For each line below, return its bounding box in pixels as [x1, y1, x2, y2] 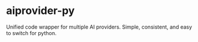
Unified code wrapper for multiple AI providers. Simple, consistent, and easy [6, 23, 192, 30]
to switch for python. [6, 29, 57, 36]
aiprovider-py [6, 4, 75, 17]
